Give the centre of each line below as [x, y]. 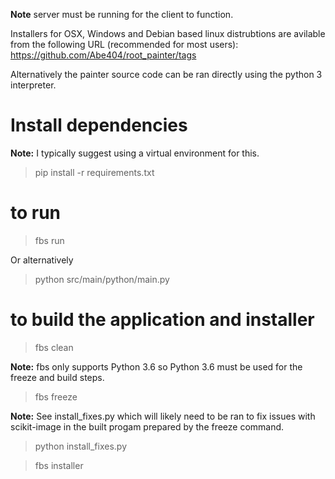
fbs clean [54, 347]
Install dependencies [99, 125]
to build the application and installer [162, 320]
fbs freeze [56, 396]
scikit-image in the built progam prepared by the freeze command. [147, 426]
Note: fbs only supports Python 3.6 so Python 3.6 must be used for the [156, 366]
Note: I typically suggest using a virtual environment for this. [135, 153]
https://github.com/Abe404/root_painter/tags [103, 55]
